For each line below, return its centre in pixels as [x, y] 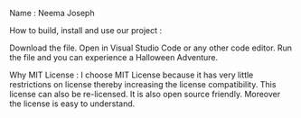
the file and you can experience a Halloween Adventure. [114, 57]
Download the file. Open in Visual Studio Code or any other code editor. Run [150, 48]
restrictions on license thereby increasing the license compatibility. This [143, 84]
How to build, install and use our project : [86, 30]
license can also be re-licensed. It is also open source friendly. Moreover [145, 94]
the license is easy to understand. [72, 104]
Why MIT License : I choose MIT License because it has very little [132, 75]
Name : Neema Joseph [52, 13]
